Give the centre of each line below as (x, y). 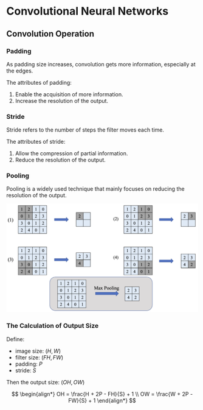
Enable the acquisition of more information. (69, 94)
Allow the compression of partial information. (71, 154)
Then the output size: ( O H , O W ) (46, 382)
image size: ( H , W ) (38, 351)
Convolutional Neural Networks (88, 11)
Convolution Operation (50, 34)
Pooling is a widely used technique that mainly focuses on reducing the (95, 189)
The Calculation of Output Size (53, 326)
